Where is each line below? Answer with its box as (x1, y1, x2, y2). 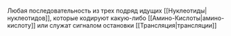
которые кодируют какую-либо (53, 14, 147, 22)
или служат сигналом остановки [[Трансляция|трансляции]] (37, 21, 217, 29)
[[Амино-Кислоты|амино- (148, 14, 225, 22)
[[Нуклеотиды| (163, 7, 207, 15)
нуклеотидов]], (7, 14, 52, 22)
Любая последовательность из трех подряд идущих (7, 7, 163, 15)
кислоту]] (7, 21, 36, 29)
